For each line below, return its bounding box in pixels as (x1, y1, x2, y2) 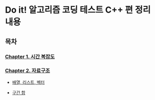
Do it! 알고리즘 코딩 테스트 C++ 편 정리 (5, 4, 151, 16)
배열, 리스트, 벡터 (12, 79, 45, 85)
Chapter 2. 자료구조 (5, 67, 50, 74)
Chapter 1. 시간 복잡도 (5, 53, 55, 60)
